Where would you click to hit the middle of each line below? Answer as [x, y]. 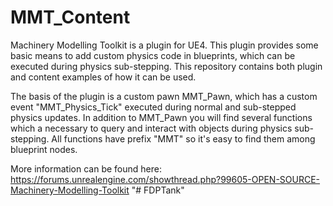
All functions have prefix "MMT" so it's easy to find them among [183, 138]
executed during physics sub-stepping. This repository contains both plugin [166, 66]
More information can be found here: [86, 168]
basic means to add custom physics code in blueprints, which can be [153, 55]
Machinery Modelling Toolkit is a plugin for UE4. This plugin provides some [164, 45]
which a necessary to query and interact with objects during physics [151, 128]
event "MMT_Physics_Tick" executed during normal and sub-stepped [153, 107]
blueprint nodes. [44, 149]
